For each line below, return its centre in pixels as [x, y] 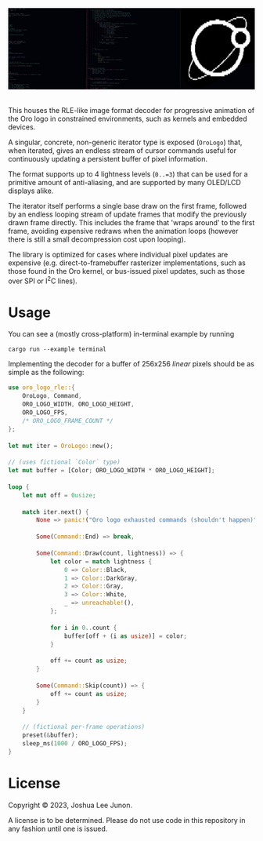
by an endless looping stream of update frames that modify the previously [128, 214]
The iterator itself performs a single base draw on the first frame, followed [128, 206]
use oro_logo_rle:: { [42, 388]
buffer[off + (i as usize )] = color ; [126, 636]
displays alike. [31, 191]
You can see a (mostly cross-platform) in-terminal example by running [121, 334]
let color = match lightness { [101, 561]
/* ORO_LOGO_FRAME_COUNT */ [68, 420]
